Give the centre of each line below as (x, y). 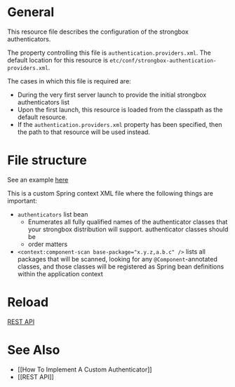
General (31, 12)
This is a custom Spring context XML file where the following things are (110, 193)
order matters (48, 244)
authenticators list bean (53, 214)
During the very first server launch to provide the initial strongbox (112, 95)
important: (22, 201)
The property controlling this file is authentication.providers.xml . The (109, 53)
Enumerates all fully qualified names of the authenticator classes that (128, 222)
